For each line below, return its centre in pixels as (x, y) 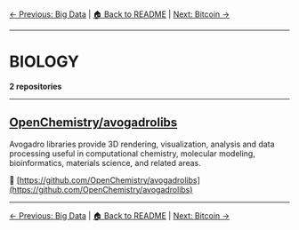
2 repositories (36, 86)
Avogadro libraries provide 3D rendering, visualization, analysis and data (142, 144)
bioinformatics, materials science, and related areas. (105, 163)
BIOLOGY (44, 62)
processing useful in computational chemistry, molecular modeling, (132, 153)
